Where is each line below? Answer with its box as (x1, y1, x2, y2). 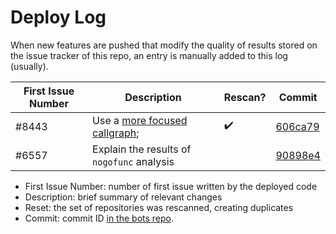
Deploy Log (10, 6, 107, 29)
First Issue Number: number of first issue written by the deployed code (24, 180, 318, 192)
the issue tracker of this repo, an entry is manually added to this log (10, 49, 288, 61)
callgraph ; (92, 126, 140, 140)
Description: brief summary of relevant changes (24, 191, 223, 203)
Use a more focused (92, 113, 188, 127)
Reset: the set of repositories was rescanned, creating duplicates (24, 201, 294, 213)
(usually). (10, 60, 49, 72)
